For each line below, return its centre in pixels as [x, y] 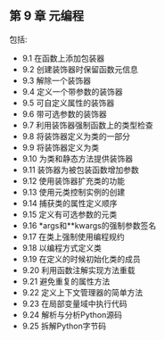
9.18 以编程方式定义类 [62, 247]
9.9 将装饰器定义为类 [61, 147]
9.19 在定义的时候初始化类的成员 [81, 259]
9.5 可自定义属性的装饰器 [68, 103]
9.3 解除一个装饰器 [57, 80]
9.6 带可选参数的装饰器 [64, 113]
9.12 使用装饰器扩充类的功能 [74, 180]
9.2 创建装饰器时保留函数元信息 [80, 69]
